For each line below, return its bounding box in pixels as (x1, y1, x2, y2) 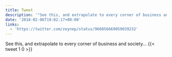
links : (5, 22, 19, 27)
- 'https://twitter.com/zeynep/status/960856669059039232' (10, 27, 139, 32)
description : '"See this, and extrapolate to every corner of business (5, 12, 161, 17)
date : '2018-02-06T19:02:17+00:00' (5, 17, 81, 22)
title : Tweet (5, 7, 33, 13)
